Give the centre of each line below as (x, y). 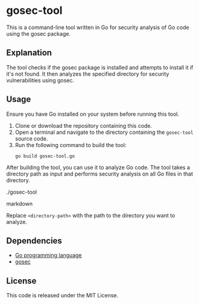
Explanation (29, 53)
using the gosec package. (39, 33)
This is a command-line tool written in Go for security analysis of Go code (98, 27)
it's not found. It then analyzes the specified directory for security (88, 74)
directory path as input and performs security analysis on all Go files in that (100, 174)
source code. (31, 138)
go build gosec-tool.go (45, 156)
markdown (20, 203)
